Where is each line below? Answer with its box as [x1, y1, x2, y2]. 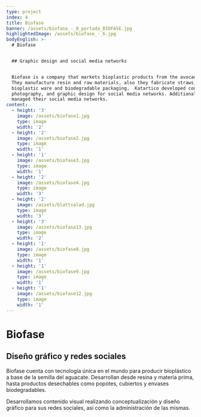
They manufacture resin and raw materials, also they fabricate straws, [11, 79, 197, 85]
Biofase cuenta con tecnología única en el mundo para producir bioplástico [6, 367, 191, 374]
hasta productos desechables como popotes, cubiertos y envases [6, 380, 169, 387]
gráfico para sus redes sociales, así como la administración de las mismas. [6, 404, 190, 411]
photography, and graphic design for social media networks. [11, 91, 167, 97]
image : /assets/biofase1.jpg [17, 113, 90, 119]
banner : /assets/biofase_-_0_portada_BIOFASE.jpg [6, 25, 133, 32]
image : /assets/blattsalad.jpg [17, 202, 95, 208]
